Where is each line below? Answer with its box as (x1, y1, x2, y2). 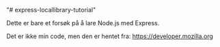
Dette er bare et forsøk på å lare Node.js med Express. (6, 19, 160, 27)
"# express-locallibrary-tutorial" (6, 6, 96, 14)
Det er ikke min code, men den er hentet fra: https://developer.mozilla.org (6, 32, 213, 40)
